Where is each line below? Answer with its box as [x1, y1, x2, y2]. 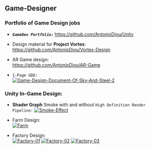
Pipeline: [12, 108, 34, 113]
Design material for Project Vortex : [12, 41, 86, 47]
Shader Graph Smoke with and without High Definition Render [12, 101, 146, 108]
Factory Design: [12, 132, 46, 138]
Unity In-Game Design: [5, 90, 63, 97]
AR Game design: [12, 56, 49, 62]
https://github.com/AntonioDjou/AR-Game [12, 61, 100, 68]
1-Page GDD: [12, 73, 38, 78]
